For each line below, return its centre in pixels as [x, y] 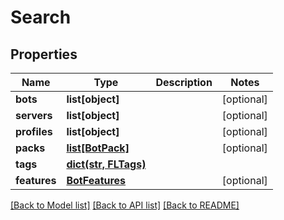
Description [184, 82]
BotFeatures [96, 180]
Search [41, 17]
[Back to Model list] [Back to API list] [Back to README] [125, 205]
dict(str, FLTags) [106, 164]
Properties [44, 54]
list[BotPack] [98, 148]
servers [34, 115]
